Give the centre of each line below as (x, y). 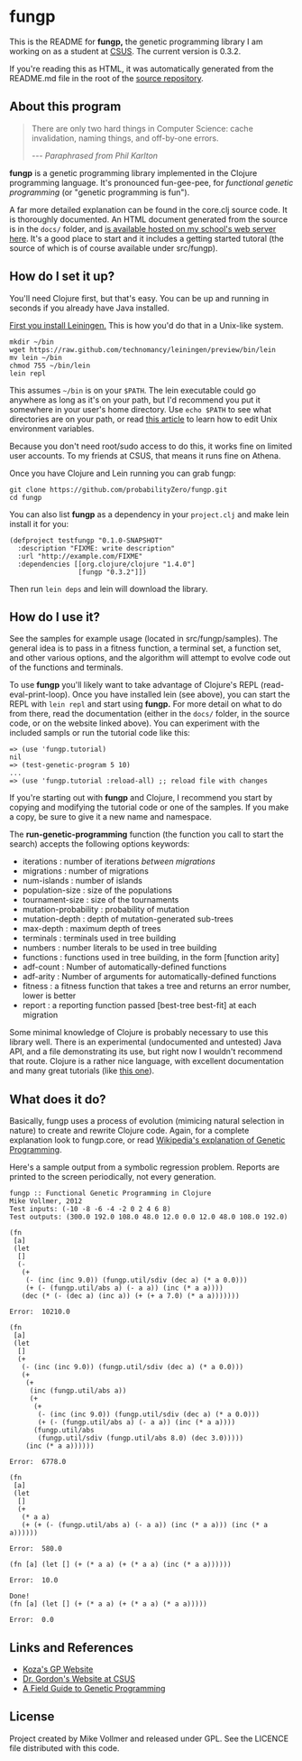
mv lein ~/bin (36, 357)
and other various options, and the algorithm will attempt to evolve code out (150, 658)
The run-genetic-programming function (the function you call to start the (146, 834)
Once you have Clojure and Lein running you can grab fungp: (123, 473)
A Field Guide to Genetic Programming (94, 1688)
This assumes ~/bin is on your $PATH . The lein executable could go (133, 390)
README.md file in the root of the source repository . (107, 78)
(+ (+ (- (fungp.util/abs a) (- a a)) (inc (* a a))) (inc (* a (145, 1525)
